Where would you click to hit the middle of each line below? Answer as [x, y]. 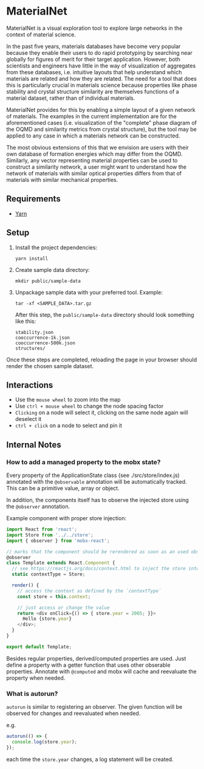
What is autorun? [32, 694]
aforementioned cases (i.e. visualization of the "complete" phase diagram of [102, 122]
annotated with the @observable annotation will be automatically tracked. [97, 482]
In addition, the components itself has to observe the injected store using [98, 500]
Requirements [33, 199]
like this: [25, 321]
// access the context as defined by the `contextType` [90, 591]
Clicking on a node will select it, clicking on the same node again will [101, 412]
